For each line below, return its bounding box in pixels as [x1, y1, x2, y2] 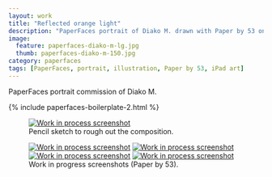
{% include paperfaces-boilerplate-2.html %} [8, 102, 159, 112]
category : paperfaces [8, 57, 82, 65]
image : [8, 34, 31, 43]
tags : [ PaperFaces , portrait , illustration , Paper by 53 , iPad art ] [8, 65, 244, 73]
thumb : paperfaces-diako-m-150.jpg [15, 49, 136, 57]
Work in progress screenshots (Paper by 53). [28, 159, 179, 169]
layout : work [8, 11, 53, 20]
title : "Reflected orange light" [8, 19, 121, 27]
